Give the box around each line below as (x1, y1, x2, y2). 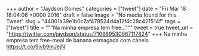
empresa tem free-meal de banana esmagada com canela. (6, 37, 151, 43)
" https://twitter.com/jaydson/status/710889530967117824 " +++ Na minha (6, 30, 187, 38)
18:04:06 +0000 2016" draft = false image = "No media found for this (6, 11, 177, 18)
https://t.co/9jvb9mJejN (6, 43, 66, 50)
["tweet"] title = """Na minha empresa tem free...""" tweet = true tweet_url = (6, 24, 194, 31)
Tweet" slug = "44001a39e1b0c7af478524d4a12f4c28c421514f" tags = (6, 18, 181, 24)
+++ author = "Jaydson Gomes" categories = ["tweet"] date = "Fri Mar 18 (6, 5, 186, 12)
